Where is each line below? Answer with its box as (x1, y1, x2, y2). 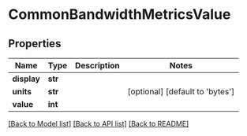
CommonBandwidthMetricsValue (8, 6, 231, 24)
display (12, 73, 41, 84)
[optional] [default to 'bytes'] (127, 86, 235, 97)
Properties (8, 37, 62, 50)
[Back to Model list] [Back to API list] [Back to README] (8, 119, 189, 128)
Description (74, 61, 120, 71)
